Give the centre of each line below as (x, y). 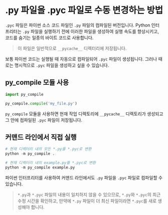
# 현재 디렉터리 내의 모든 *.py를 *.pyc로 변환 (48, 149)
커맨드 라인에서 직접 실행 (41, 137)
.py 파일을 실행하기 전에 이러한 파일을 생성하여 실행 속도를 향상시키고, (91, 31)
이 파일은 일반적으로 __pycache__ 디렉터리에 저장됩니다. (72, 48)
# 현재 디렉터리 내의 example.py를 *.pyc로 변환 (51, 163)
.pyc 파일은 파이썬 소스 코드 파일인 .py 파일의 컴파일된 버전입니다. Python (78, 25)
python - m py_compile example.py (40, 167)
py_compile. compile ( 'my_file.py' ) (41, 103)
